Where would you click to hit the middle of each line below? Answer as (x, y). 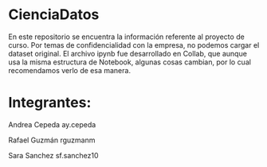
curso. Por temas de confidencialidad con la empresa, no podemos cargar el (134, 45)
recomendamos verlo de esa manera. (70, 70)
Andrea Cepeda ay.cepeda (52, 124)
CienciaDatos (54, 15)
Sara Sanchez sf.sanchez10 (53, 155)
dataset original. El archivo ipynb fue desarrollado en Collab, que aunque (128, 53)
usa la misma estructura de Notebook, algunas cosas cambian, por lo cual (130, 62)
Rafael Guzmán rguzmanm (52, 140)
